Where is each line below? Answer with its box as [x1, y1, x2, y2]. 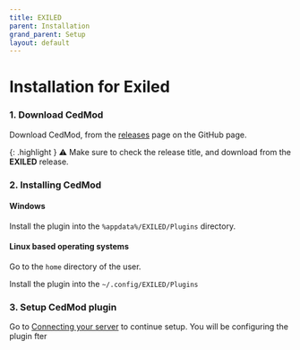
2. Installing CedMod [9, 179, 102, 191]
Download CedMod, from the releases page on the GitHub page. [9, 129, 248, 140]
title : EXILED [9, 13, 63, 22]
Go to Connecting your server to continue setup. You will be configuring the [9, 321, 289, 332]
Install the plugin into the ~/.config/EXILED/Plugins [9, 279, 199, 290]
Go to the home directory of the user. [9, 261, 141, 272]
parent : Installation [9, 22, 90, 31]
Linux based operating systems [9, 241, 130, 252]
